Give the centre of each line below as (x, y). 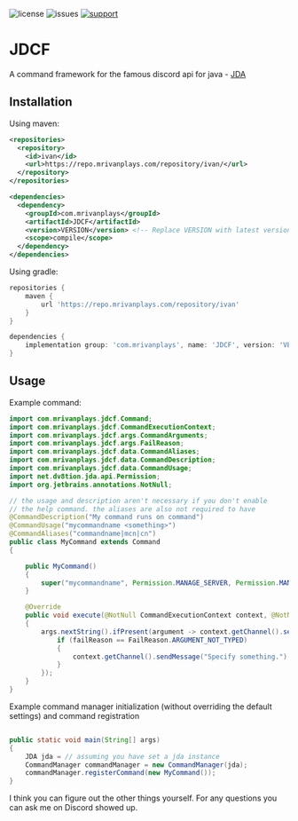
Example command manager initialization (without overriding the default (141, 707)
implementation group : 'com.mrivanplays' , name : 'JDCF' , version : (150, 345)
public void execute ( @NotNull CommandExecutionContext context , (146, 616)
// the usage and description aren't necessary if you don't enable (138, 501)
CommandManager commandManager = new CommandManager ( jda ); (137, 765)
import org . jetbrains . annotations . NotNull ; (91, 485)
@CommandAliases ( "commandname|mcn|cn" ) (83, 534)
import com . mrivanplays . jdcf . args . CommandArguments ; (109, 435)
